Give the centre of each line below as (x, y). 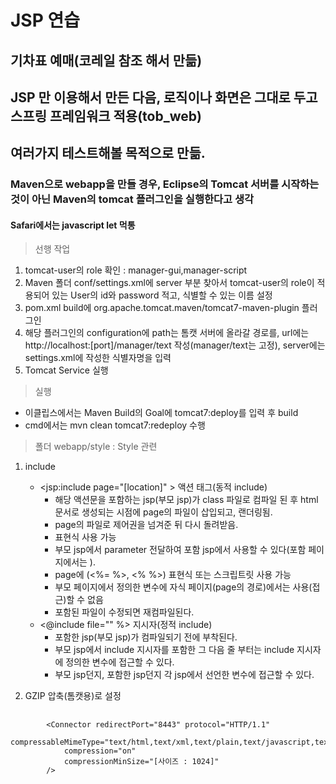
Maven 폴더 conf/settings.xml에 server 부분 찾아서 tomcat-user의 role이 (169, 283)
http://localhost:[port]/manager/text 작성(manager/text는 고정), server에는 (175, 345)
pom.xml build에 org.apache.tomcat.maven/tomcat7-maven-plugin (162, 308)
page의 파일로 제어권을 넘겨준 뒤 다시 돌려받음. (146, 525)
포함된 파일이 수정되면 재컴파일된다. (124, 612)
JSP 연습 (45, 20)
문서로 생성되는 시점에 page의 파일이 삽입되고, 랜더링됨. (163, 512)
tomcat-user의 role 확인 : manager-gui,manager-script (136, 270)
